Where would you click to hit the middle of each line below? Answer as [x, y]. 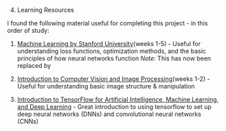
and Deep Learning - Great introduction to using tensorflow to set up [114, 107]
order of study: [28, 31]
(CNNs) [28, 121]
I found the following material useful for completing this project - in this [108, 23]
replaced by [34, 65]
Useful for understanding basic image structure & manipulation [106, 86]
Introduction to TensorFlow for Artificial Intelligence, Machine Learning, [118, 99]
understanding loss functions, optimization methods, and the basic [111, 51]
